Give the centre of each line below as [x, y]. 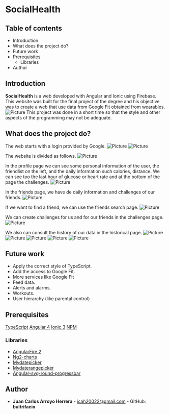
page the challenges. [27, 182]
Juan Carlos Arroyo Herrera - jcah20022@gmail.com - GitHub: [79, 401]
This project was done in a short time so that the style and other [93, 112]
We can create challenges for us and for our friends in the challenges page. [84, 217]
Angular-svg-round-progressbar [47, 373]
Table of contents [34, 28]
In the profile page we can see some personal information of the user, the [82, 166]
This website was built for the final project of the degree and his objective [82, 101]
